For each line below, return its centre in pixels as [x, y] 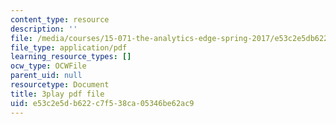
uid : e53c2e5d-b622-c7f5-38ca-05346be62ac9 [102, 103]
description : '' [44, 29]
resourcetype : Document [60, 85]
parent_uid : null [46, 76]
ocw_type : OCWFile [48, 66]
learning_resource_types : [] [71, 57]
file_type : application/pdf [69, 47]
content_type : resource [60, 19]
